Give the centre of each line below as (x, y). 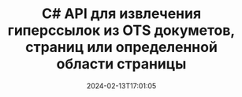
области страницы (121, 64)
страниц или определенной (121, 47)
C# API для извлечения (121, 14)
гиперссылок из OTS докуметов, (121, 30)
